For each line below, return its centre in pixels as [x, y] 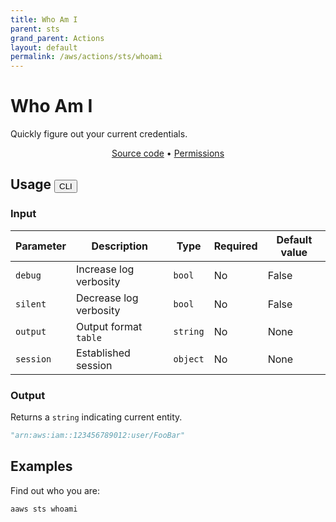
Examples [41, 466]
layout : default [44, 47]
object [189, 359]
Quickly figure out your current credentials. [99, 134]
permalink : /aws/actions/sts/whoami [86, 57]
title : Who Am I [44, 19]
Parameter [41, 246]
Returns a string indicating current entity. [96, 417]
